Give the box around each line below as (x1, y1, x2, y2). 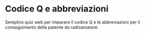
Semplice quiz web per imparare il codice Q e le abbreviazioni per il (5, 19, 140, 25)
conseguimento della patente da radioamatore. (5, 24, 99, 30)
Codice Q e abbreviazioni (5, 3, 109, 14)
